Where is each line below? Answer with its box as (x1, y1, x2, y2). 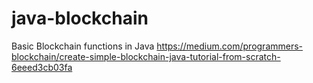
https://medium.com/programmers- (156, 40, 304, 52)
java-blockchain (11, 7, 149, 30)
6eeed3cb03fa (11, 61, 73, 73)
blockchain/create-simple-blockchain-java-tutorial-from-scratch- (11, 50, 281, 62)
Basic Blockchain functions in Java (11, 40, 155, 52)
